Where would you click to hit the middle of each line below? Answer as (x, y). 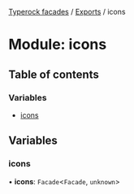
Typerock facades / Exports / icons (67, 12)
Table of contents (54, 74)
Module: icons (58, 45)
